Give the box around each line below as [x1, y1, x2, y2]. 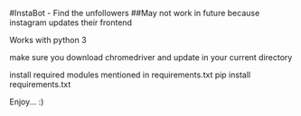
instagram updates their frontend [9, 17, 133, 28]
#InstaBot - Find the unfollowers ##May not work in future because [9, 8, 260, 18]
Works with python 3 [9, 35, 88, 45]
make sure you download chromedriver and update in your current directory [9, 52, 293, 62]
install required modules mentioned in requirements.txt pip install [9, 69, 251, 80]
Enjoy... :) [9, 96, 44, 107]
